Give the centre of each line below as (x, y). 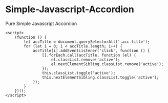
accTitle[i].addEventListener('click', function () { (91, 50)
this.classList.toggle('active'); (79, 73)
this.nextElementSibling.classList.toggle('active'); (100, 78)
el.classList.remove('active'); (86, 60)
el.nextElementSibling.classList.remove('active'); (107, 64)
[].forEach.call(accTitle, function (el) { (89, 55)
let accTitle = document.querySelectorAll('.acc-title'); (87, 42)
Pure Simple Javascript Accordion (41, 23)
